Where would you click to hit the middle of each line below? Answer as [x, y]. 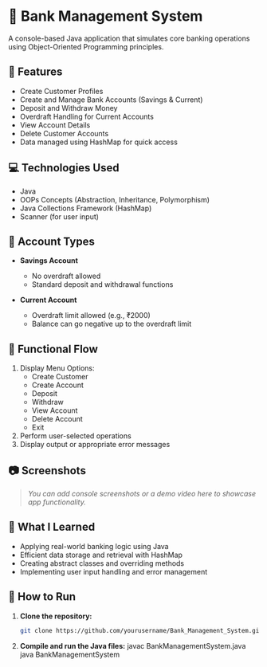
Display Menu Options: [57, 368]
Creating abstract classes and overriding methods [102, 563]
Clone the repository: [56, 616]
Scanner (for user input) [59, 216]
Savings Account [49, 261]
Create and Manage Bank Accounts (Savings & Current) [111, 100]
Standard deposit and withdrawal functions [102, 284]
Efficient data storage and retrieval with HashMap [101, 555]
